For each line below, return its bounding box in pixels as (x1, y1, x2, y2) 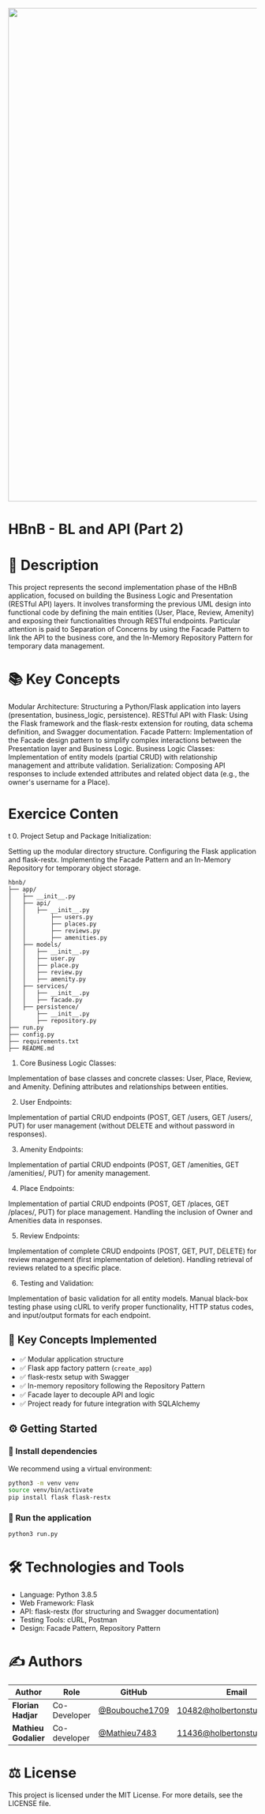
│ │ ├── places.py (8, 920, 97, 928)
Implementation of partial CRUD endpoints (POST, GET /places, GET (8, 1199, 230, 1208)
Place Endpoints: (19, 1184, 75, 1192)
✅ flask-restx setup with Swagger (19, 1372, 130, 1381)
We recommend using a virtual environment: (8, 1463, 152, 1473)
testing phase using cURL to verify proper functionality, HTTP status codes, (8, 1302, 254, 1311)
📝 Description (8, 557, 99, 574)
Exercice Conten (8, 806, 119, 823)
